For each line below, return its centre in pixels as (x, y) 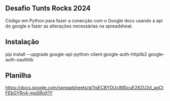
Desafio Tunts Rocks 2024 (48, 8)
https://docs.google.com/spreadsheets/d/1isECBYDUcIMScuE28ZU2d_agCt (84, 88)
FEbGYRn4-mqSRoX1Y (29, 93)
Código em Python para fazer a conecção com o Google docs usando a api (84, 20)
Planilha (18, 76)
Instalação (22, 42)
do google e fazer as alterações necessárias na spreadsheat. (69, 26)
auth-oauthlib (20, 59)
